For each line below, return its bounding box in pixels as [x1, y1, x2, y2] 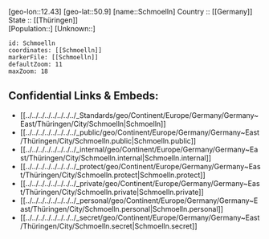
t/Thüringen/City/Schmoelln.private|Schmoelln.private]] [19, 187, 205, 196]
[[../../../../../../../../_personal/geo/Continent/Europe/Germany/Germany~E [19, 196, 259, 205]
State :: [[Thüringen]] [8, 15, 79, 25]
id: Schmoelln [8, 39, 56, 47]
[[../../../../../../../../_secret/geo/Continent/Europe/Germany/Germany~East [19, 213, 260, 222]
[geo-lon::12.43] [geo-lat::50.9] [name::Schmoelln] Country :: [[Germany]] [8, 7, 253, 16]
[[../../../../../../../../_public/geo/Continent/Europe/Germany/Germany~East [19, 128, 259, 137]
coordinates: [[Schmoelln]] [8, 47, 103, 55]
